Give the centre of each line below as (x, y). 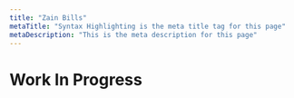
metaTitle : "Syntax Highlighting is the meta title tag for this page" (147, 26)
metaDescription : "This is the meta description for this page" (133, 34)
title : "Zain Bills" (49, 18)
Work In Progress (76, 79)
